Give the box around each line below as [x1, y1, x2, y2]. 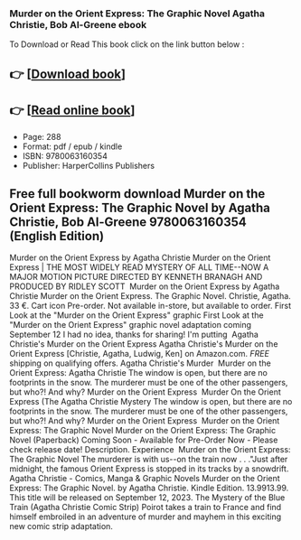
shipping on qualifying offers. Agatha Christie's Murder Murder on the [9, 358, 271, 368]
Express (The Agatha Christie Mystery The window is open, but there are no [9, 396, 293, 407]
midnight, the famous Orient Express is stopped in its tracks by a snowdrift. [9, 463, 289, 474]
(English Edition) [9, 228, 105, 244]
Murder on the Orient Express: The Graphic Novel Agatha [9, 7, 265, 20]
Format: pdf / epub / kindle [22, 141, 123, 152]
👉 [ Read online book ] [9, 103, 136, 118]
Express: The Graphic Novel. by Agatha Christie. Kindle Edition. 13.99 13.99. [9, 482, 289, 494]
